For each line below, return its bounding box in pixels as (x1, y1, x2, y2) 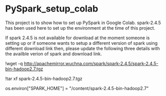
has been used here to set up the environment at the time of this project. (5, 25, 155, 31)
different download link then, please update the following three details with (5, 45, 160, 51)
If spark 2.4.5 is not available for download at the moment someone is (5, 35, 150, 41)
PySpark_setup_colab (5, 3, 99, 15)
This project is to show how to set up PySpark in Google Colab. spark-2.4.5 (5, 20, 161, 26)
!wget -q (5, 60, 23, 66)
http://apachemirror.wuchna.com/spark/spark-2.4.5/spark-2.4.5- (24, 60, 158, 66)
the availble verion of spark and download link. (5, 51, 102, 57)
